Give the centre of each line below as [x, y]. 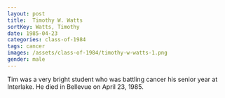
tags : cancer [26, 46]
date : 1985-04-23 [33, 33]
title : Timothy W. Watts [45, 20]
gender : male [26, 59]
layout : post [26, 14]
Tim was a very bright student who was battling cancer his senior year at [112, 79]
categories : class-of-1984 [47, 40]
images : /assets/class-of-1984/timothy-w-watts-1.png [88, 53]
